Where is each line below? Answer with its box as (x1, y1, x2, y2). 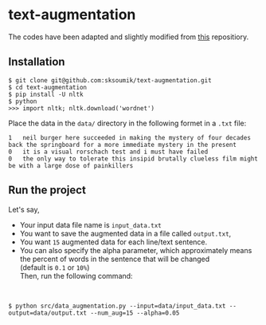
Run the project (8, 184, 86, 197)
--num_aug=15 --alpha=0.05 (90, 309, 180, 317)
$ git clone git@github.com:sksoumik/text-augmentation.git (8, 76, 213, 85)
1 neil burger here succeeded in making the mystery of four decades (8, 133, 251, 141)
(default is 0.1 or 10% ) (19, 262, 90, 272)
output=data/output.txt (8, 309, 88, 317)
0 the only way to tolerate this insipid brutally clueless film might (8, 154, 259, 163)
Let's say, (8, 204, 40, 214)
